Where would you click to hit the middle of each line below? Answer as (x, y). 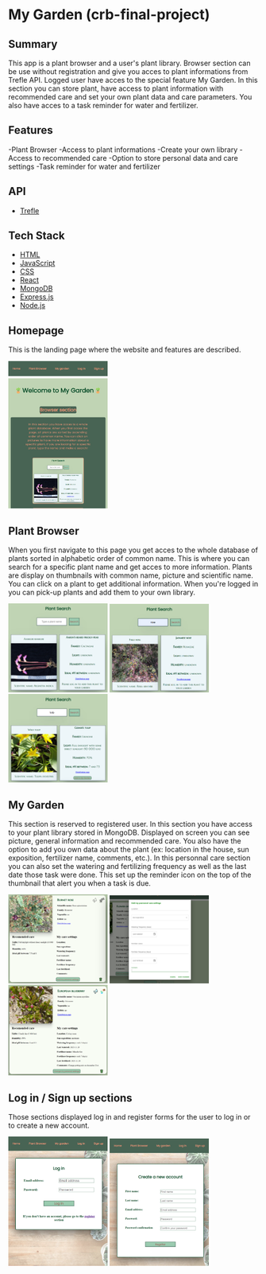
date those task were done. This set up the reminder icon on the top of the (130, 875)
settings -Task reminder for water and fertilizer (84, 166)
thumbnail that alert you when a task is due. (79, 883)
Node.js (33, 306)
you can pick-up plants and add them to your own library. (102, 592)
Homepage (36, 331)
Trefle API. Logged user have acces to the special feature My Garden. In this (133, 80)
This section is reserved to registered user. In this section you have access (130, 824)
